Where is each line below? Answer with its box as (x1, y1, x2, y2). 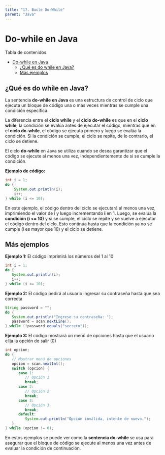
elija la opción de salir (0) (5, 338, 57, 344)
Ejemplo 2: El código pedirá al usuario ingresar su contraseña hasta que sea (5, 290, 160, 296)
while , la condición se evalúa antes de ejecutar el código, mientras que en (5, 122, 156, 129)
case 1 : (18, 370, 34, 375)
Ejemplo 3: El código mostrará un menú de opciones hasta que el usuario (5, 333, 154, 339)
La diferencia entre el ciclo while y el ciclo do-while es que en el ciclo (5, 117, 149, 123)
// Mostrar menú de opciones (11, 356, 71, 361)
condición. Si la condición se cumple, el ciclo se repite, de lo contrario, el (5, 133, 154, 139)
